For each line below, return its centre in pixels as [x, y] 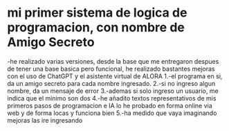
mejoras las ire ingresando [45, 120]
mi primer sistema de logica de [97, 13]
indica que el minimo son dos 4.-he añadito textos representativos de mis [112, 98]
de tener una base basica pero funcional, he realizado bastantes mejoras [111, 69]
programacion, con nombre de [96, 27]
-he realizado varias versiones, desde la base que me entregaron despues [113, 61]
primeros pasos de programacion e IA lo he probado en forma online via [110, 105]
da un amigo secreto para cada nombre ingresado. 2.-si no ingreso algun [111, 83]
